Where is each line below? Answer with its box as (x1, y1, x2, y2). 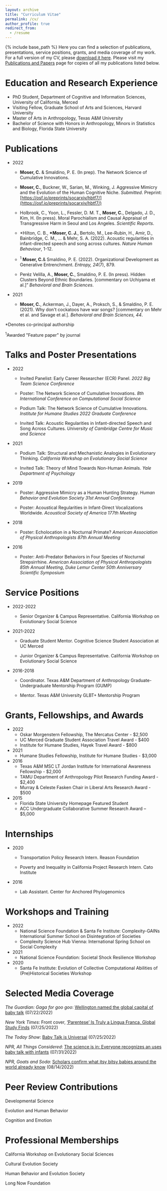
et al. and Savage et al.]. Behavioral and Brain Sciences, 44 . (19, 312, 143, 318)
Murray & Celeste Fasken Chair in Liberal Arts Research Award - (19, 785, 151, 790)
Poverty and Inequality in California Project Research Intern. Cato (19, 864, 153, 870)
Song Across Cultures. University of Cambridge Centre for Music (19, 425, 153, 431)
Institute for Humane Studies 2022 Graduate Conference (19, 410, 137, 416)
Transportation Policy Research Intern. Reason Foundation (19, 854, 139, 860)
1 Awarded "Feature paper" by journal (5, 331, 81, 338)
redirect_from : (5, 26, 37, 31)
